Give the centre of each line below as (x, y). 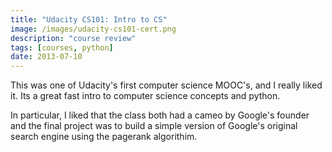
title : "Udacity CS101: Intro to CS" (89, 19)
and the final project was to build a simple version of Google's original (154, 126)
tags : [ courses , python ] (62, 47)
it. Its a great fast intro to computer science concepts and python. (145, 96)
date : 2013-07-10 (46, 57)
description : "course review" (73, 38)
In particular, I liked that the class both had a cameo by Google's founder (160, 115)
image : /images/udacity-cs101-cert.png (93, 29)
